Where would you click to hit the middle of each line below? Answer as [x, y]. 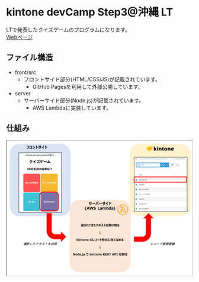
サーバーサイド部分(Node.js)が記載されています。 [84, 100]
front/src [25, 72]
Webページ [20, 37]
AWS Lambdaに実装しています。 [72, 108]
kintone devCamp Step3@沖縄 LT [90, 12]
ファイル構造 [30, 58]
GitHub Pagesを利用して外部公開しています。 [88, 86]
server [23, 93]
